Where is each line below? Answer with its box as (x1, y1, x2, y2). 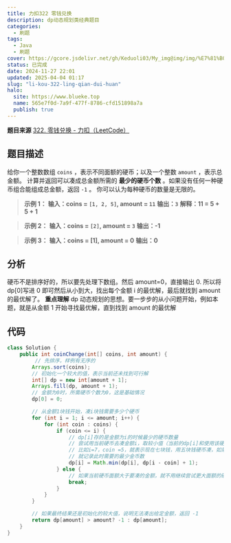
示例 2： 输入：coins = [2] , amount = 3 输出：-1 (23, 221, 161, 229)
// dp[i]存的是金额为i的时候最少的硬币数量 (68, 433, 179, 441)
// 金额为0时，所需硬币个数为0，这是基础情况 (32, 389, 144, 396)
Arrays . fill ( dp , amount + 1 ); (32, 383, 118, 390)
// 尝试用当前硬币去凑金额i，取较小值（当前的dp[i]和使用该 (68, 440, 219, 447)
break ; (68, 478, 88, 486)
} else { (56, 466, 81, 473)
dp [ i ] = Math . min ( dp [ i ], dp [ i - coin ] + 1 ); (68, 460, 199, 467)
